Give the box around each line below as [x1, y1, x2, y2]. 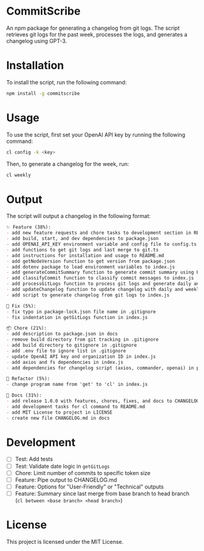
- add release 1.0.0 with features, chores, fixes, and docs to [6, 398, 172, 404]
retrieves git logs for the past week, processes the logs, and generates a [6, 30, 188, 38]
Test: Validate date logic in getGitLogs [15, 462, 110, 470]
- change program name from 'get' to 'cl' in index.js [6, 382, 148, 388]
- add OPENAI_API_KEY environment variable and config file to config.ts [6, 241, 197, 247]
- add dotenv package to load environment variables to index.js [6, 264, 175, 270]
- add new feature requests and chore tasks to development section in [6, 230, 191, 236]
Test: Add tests [15, 456, 53, 463]
